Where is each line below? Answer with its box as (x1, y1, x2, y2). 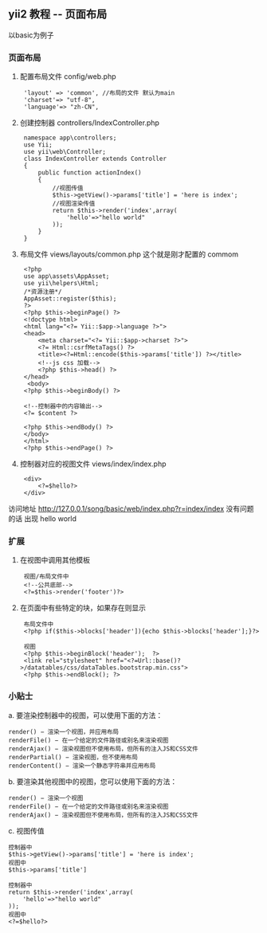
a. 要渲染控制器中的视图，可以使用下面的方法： (8, 710, 163, 719)
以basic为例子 (8, 30, 54, 40)
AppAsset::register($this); (23, 295, 117, 303)
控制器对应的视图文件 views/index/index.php (19, 459, 167, 468)
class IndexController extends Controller (23, 155, 167, 163)
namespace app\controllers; (23, 134, 117, 142)
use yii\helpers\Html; (23, 280, 100, 288)
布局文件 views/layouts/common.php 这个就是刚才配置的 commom (19, 249, 239, 259)
